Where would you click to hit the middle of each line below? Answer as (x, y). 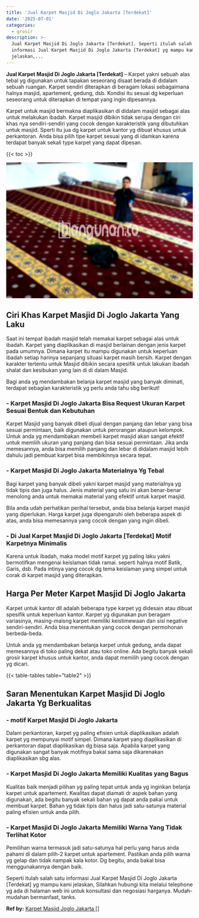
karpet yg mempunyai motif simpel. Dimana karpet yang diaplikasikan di (94, 739)
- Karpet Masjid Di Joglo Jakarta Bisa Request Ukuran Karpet (96, 403)
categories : (21, 25)
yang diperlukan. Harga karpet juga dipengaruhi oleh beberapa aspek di (94, 514)
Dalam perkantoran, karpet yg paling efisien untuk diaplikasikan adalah (93, 733)
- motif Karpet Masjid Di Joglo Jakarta (62, 720)
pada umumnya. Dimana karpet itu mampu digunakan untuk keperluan (92, 351)
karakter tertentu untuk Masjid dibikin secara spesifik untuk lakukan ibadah (98, 364)
